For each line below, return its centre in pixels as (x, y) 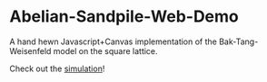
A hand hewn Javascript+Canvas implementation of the (114, 41)
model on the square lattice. (105, 50)
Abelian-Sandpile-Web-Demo (124, 17)
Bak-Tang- (239, 41)
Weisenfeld (30, 50)
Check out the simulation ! (57, 68)
